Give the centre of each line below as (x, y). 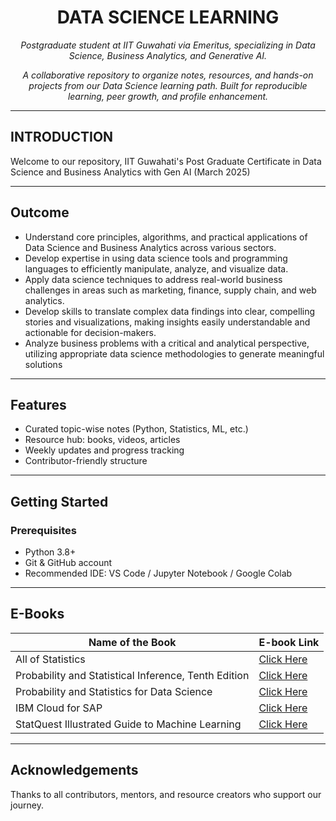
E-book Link (289, 642)
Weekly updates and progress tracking (104, 450)
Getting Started (59, 501)
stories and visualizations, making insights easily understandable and (167, 322)
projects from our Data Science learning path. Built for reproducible (168, 85)
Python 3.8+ (50, 552)
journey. (27, 805)
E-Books (37, 614)
